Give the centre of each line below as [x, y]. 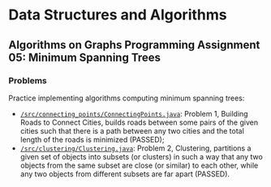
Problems [28, 80]
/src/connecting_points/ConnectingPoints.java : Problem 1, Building [134, 113]
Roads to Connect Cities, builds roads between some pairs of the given [139, 122]
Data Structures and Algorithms [118, 15]
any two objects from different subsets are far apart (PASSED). [125, 174]
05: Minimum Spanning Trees [84, 57]
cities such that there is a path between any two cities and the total [132, 130]
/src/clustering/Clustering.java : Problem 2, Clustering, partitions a [135, 148]
